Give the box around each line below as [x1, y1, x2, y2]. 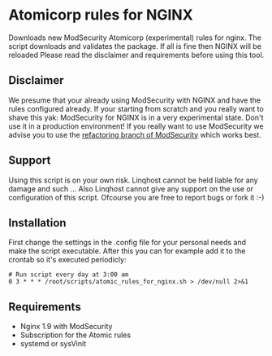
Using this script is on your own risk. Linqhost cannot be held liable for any [8, 175, 258, 185]
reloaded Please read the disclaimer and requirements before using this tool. [8, 50, 265, 59]
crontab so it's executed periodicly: [8, 255, 127, 265]
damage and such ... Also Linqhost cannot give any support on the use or [8, 183, 254, 193]
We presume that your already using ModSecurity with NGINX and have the [8, 95, 261, 105]
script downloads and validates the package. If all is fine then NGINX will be [8, 41, 262, 51]
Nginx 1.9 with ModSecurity [19, 322, 113, 332]
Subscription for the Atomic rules [19, 330, 132, 340]
